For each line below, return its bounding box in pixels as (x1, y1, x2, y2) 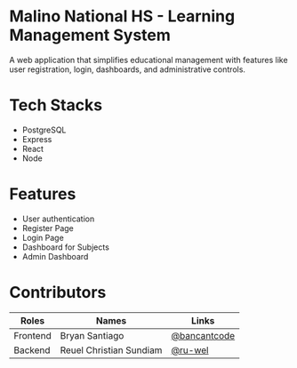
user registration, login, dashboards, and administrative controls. (9, 64, 246, 75)
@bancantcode (171, 329, 236, 341)
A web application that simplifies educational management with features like (9, 54, 288, 65)
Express (21, 133, 52, 144)
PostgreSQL (21, 124, 67, 135)
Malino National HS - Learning (9, 6, 236, 27)
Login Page (21, 232, 64, 243)
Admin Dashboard (21, 251, 89, 261)
